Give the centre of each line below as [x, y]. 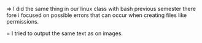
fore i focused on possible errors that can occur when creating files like [97, 15]
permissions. [23, 21]
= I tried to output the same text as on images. [65, 33]
